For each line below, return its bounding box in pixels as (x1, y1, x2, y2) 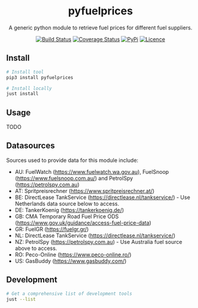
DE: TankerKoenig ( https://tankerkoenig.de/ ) (14, 206, 124, 213)
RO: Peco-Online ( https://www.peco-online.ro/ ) (14, 250, 132, 258)
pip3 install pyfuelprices (6, 74, 74, 80)
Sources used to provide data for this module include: (6, 156, 139, 164)
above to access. (14, 244, 57, 252)
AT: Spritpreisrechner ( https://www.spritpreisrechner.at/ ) (14, 187, 155, 194)
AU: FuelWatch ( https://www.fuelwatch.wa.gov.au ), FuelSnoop (14, 168, 169, 175)
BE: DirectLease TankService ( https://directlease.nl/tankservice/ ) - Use (14, 194, 190, 201)
